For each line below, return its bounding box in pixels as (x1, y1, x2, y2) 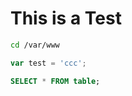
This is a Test (10, 7, 122, 30)
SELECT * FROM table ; (10, 76, 101, 86)
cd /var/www (10, 40, 60, 50)
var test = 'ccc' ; (10, 58, 87, 68)
